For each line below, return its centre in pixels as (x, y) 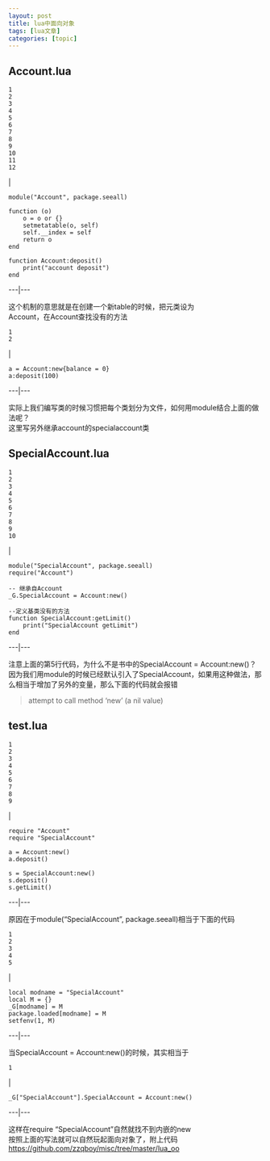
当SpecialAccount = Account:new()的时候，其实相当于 (99, 1052)
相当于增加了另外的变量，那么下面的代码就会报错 (96, 684)
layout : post (30, 16)
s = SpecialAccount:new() (52, 873)
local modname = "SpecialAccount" (66, 992)
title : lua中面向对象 (42, 23)
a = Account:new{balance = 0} (59, 369)
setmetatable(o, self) (61, 226)
